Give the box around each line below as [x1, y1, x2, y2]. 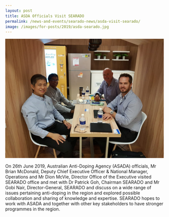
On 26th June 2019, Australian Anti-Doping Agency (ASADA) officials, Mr [5, 163, 156, 169]
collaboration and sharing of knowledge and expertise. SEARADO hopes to [5, 195, 160, 201]
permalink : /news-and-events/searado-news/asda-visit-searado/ [5, 19, 141, 24]
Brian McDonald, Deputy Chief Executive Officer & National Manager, [5, 169, 148, 175]
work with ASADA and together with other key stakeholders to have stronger [5, 201, 163, 207]
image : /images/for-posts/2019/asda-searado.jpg [5, 24, 109, 29]
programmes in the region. [5, 206, 60, 212]
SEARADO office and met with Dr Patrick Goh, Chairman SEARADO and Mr [5, 179, 160, 185]
